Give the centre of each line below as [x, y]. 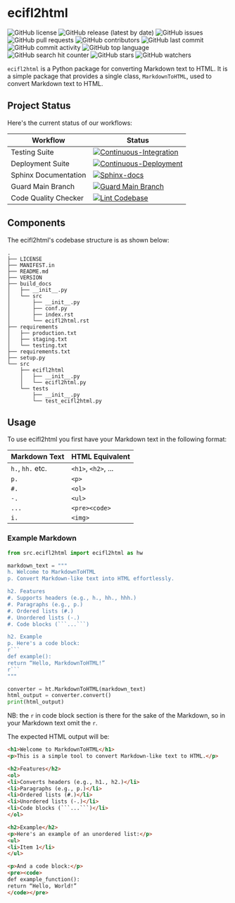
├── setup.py [26, 357]
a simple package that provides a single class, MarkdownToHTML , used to [110, 76]
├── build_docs [30, 283]
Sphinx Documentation [49, 175]
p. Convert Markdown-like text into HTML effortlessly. [91, 579]
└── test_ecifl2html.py [67, 401]
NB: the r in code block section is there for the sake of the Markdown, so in [116, 715]
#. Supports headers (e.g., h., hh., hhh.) [72, 598]
